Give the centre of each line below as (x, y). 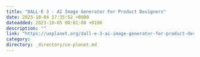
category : (18, 39)
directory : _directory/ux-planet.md (51, 45)
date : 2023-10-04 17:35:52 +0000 (48, 17)
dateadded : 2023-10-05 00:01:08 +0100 (54, 23)
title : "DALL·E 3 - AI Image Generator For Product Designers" (86, 12)
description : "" (26, 28)
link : (13, 34)
